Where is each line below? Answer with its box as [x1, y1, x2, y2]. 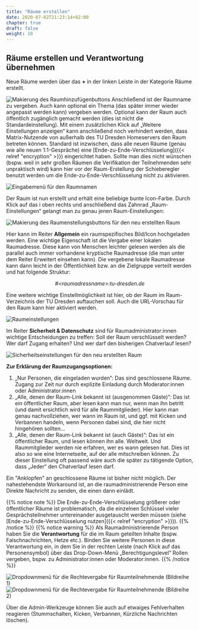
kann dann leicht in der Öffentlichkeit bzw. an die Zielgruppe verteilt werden [6, 262, 192, 269]
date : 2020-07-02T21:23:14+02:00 [6, 14, 89, 20]
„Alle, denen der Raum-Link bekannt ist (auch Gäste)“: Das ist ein [14, 431, 174, 438]
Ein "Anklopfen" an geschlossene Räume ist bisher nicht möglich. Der [6, 474, 176, 481]
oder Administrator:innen [14, 387, 76, 394]
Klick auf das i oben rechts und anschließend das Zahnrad [6, 201, 149, 208]
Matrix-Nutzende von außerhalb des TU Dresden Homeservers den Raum [6, 133, 187, 140]
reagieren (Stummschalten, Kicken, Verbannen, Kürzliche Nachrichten [6, 610, 178, 617]
